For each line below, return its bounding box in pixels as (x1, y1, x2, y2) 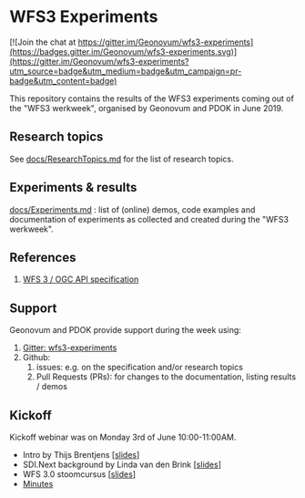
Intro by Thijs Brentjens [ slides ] (22, 450, 140, 460)
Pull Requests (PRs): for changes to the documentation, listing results (36, 371, 297, 382)
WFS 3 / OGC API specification (22, 274, 139, 285)
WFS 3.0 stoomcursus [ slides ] (22, 469, 137, 480)
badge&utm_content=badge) (9, 75, 117, 86)
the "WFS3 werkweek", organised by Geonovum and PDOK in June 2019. (9, 102, 284, 113)
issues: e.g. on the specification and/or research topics (36, 362, 244, 373)
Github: (22, 352, 51, 363)
